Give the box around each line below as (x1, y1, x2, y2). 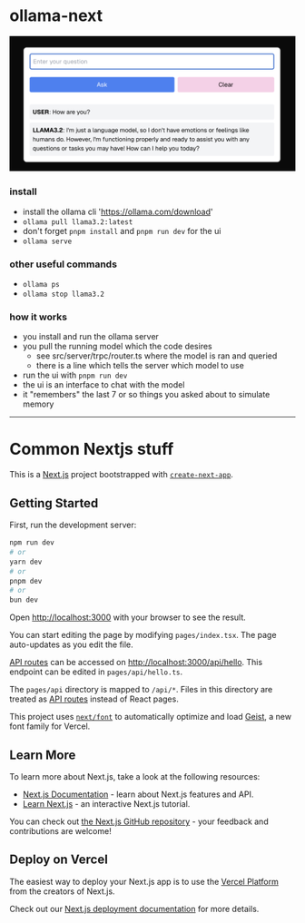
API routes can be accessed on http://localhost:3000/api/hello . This (9, 657, 263, 668)
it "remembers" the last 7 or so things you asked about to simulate (22, 389, 271, 400)
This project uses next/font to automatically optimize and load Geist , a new (9, 712, 292, 722)
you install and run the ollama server (22, 331, 159, 342)
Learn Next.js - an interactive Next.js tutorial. (22, 798, 191, 809)
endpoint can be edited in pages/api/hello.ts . (9, 666, 183, 677)
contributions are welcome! (9, 825, 112, 836)
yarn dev (9, 557, 43, 566)
